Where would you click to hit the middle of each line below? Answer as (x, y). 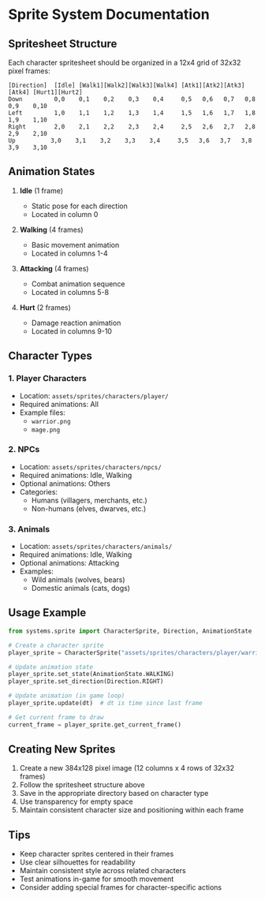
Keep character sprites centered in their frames (97, 854)
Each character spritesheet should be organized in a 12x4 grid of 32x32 (125, 62)
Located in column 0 (65, 214)
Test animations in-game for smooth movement (97, 879)
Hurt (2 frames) (45, 307)
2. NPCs (24, 450)
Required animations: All (59, 404)
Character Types (50, 356)
